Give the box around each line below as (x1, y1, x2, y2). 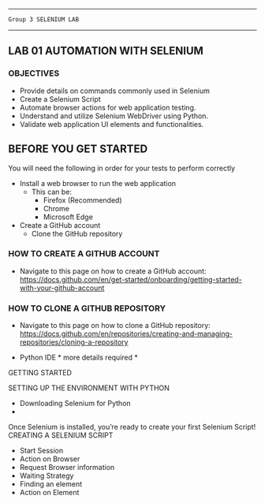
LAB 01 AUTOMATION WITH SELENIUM (8, 44, 203, 58)
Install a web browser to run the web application (19, 178, 176, 188)
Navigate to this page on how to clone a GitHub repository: (19, 321, 211, 330)
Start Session (19, 446, 64, 456)
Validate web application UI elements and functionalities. (19, 119, 204, 129)
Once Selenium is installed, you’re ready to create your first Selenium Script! (8, 423, 256, 432)
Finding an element (19, 479, 83, 489)
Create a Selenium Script (19, 94, 101, 103)
